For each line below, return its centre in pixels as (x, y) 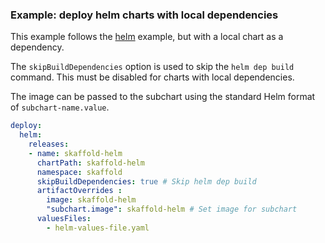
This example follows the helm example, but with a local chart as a (147, 37)
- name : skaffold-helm (75, 153)
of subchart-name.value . (60, 107)
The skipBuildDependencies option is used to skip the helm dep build (152, 67)
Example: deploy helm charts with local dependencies (144, 15)
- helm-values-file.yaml (98, 228)
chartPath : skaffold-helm (90, 163)
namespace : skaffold (79, 172)
